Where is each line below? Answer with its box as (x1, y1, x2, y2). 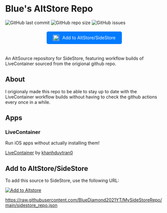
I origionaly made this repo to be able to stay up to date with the (5, 88, 137, 94)
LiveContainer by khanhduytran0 (5, 150, 73, 156)
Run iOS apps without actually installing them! (5, 140, 100, 146)
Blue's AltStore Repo (5, 3, 93, 15)
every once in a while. (5, 99, 51, 105)
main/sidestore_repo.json (5, 202, 58, 208)
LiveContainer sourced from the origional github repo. (5, 61, 116, 67)
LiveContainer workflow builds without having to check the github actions (5, 94, 157, 100)
